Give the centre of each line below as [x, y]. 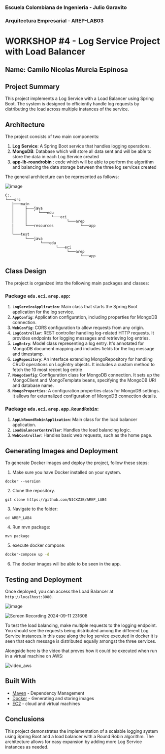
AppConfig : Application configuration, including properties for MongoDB [85, 317]
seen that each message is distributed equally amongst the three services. [81, 641]
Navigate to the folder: [35, 509]
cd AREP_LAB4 [18, 518]
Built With [20, 681]
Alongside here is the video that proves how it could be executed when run [81, 651]
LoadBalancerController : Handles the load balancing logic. [72, 430]
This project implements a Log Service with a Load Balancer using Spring [80, 98]
